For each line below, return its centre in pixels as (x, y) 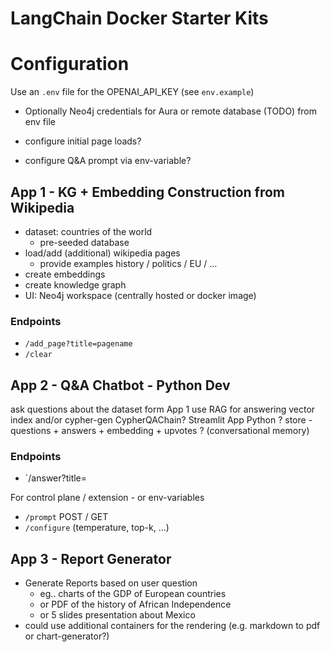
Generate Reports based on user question (111, 583)
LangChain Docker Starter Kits (139, 18)
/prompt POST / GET (66, 517)
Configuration (70, 64)
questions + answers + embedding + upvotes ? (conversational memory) (160, 431)
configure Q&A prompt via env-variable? (108, 161)
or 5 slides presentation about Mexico (117, 615)
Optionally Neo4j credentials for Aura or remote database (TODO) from (171, 111)
